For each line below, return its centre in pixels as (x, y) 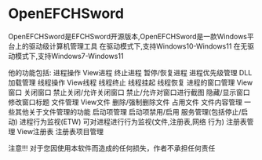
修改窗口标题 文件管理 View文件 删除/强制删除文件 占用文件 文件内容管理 (126, 102)
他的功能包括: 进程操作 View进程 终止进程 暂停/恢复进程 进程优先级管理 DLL (130, 72)
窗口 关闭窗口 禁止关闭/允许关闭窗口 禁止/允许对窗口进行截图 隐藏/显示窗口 (129, 92)
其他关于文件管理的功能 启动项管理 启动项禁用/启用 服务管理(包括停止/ (128, 111)
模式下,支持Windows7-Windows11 (69, 56)
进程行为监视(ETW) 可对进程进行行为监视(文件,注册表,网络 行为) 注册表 (133, 122)
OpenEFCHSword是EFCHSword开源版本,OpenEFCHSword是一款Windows (127, 36)
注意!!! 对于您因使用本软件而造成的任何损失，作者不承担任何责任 (112, 148)
